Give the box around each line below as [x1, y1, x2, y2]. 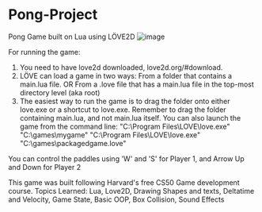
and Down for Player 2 [8, 162, 82, 172]
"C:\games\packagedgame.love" [19, 138, 127, 148]
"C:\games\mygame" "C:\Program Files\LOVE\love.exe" [19, 129, 201, 140]
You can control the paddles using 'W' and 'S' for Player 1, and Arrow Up [8, 153, 245, 164]
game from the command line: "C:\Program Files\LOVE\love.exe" [19, 121, 231, 131]
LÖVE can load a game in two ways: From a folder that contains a [19, 71, 232, 80]
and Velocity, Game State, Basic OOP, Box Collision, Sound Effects [8, 195, 225, 204]
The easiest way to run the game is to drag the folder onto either [19, 96, 230, 106]
